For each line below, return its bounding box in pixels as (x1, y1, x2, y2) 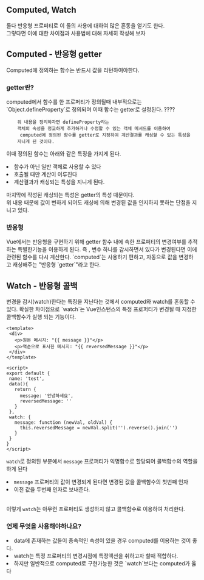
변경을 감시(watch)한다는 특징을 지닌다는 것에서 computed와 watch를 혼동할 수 (6, 298, 195, 306)
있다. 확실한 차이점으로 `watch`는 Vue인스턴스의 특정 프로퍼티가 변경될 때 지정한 (6, 306, 197, 313)
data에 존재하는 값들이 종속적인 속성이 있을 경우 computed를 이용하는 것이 (14, 537, 191, 545)
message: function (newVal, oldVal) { (14, 420, 113, 426)
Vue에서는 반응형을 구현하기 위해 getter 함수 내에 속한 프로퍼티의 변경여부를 (6, 238, 187, 246)
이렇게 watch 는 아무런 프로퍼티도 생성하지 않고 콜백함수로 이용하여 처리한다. (6, 506, 185, 513)
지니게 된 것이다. (17, 138, 55, 145)
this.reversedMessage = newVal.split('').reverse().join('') (19, 425, 178, 431)
